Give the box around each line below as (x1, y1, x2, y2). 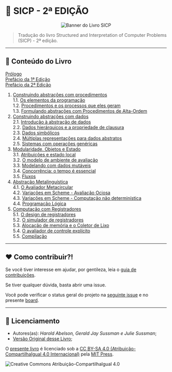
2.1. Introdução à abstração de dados (12, 118, 91, 125)
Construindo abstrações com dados (12, 113, 89, 119)
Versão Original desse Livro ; (12, 336, 73, 342)
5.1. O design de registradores (12, 211, 76, 217)
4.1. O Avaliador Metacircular (12, 184, 73, 190)
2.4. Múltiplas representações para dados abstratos (12, 135, 122, 141)
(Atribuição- (110, 346, 136, 352)
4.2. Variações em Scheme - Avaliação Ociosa (12, 190, 111, 196)
